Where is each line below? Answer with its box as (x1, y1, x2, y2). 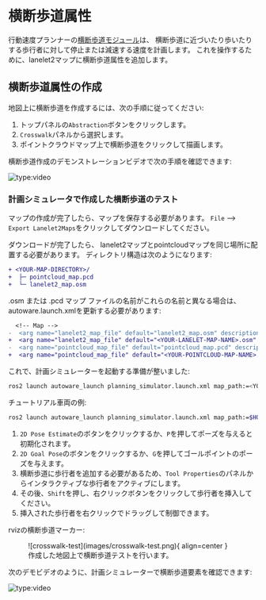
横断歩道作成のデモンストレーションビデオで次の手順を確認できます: (8, 156, 232, 166)
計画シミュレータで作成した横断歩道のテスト (8, 194, 179, 205)
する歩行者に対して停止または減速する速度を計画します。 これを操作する (8, 44, 245, 54)
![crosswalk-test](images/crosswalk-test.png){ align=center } (28, 540, 228, 550)
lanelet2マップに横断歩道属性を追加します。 (28, 55, 173, 64)
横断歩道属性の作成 (8, 80, 102, 94)
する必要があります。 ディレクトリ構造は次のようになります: (14, 250, 212, 260)
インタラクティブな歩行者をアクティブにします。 (26, 478, 185, 488)
